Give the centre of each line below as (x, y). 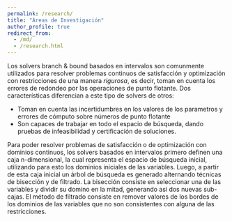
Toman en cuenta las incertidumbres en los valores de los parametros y (120, 109)
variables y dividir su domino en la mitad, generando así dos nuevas (105, 189)
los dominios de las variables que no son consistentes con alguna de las (111, 204)
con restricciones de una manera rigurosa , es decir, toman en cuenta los (111, 81)
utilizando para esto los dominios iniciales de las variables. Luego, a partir (113, 167)
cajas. (16, 197)
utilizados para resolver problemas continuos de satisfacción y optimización (116, 73)
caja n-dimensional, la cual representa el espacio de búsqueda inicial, (107, 160)
